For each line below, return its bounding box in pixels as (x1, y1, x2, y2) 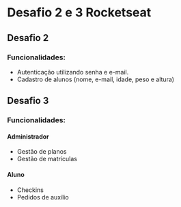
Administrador (7, 132, 49, 141)
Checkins (16, 186, 44, 194)
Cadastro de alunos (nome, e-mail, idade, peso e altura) (16, 75, 175, 83)
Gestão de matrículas (16, 155, 77, 163)
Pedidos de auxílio (16, 193, 70, 201)
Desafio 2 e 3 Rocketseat (7, 5, 152, 20)
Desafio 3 (7, 95, 49, 107)
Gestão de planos (16, 148, 67, 156)
